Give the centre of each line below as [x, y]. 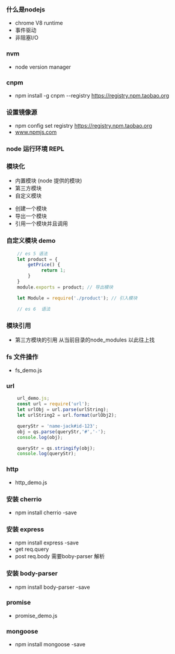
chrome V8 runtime [39, 23]
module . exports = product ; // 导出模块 [65, 287]
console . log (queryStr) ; [47, 454]
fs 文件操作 [22, 357]
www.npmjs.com [36, 132]
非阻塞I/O [27, 38]
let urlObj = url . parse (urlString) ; [63, 410]
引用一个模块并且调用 [41, 223]
